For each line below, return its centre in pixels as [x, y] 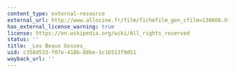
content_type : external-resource [56, 14]
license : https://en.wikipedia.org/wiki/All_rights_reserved [99, 33]
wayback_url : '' [31, 59]
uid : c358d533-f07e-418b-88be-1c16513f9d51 [72, 53]
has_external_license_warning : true [61, 26]
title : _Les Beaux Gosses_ [47, 46]
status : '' [23, 40]
